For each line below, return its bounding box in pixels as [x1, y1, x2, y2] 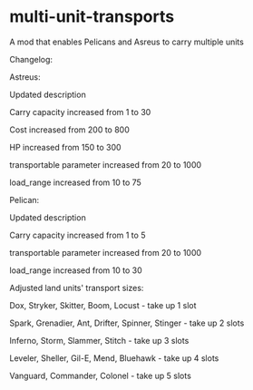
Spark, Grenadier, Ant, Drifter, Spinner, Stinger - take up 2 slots [9, 317, 245, 328]
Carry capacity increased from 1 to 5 [9, 229, 146, 240]
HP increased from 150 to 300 [9, 141, 122, 152]
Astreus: [9, 71, 41, 83]
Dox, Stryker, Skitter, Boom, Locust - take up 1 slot [9, 299, 197, 310]
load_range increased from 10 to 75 [9, 177, 142, 188]
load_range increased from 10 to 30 [9, 265, 142, 276]
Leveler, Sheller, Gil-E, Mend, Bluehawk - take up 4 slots [9, 352, 219, 364]
